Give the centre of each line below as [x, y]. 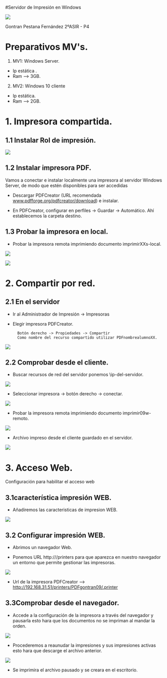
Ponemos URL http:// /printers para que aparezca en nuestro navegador [87, 557]
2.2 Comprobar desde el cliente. [57, 362]
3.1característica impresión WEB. [59, 498]
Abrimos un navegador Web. [42, 547]
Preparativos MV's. [47, 47]
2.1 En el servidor [33, 302]
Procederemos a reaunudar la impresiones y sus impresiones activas [84, 645]
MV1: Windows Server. [36, 61]
